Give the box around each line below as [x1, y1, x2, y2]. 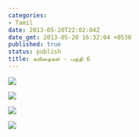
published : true [8, 41, 61, 49]
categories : [8, 11, 47, 20]
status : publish [8, 48, 61, 56]
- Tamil [8, 19, 34, 27]
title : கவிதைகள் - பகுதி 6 [8, 56, 90, 63]
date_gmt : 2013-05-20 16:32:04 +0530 [8, 33, 132, 41]
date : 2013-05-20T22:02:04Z [8, 26, 101, 34]
